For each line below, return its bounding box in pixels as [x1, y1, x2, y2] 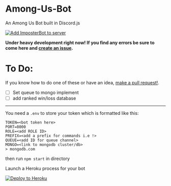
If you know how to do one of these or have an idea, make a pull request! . [5, 79, 159, 85]
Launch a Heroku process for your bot [5, 166, 85, 171]
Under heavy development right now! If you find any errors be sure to [5, 39, 155, 46]
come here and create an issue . [5, 45, 73, 51]
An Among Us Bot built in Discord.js [5, 20, 80, 26]
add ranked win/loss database [12, 95, 76, 101]
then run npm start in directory [5, 156, 70, 162]
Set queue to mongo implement [12, 89, 79, 96]
